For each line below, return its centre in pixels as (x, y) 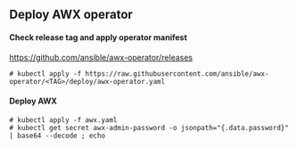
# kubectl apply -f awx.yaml (63, 120)
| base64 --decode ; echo (57, 136)
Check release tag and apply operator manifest (98, 37)
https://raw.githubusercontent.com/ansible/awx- (177, 74)
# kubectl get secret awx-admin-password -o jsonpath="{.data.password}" (149, 128)
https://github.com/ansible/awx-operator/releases (101, 57)
